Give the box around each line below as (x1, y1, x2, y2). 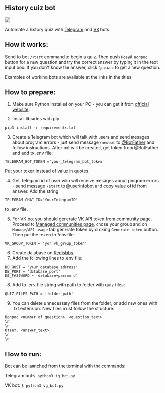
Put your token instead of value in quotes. (5, 168, 90, 174)
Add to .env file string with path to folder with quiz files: (12, 282, 125, 288)
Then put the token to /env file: (12, 232, 75, 237)
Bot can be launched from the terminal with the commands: (5, 363, 126, 369)
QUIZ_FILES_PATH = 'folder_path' (5, 291, 74, 297)
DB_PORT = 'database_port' (5, 269, 61, 274)
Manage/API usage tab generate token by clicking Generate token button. (12, 227, 159, 233)
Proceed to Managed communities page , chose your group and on (12, 221, 148, 227)
